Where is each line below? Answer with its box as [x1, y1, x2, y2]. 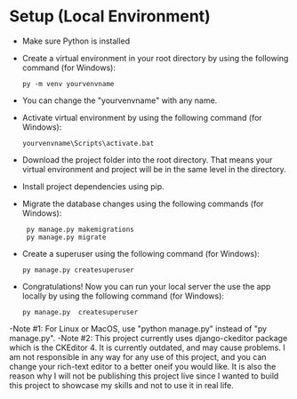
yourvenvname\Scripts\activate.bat [21, 139, 155, 148]
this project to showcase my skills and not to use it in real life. [9, 379, 234, 390]
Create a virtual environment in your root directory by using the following [21, 52, 289, 63]
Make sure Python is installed [21, 36, 131, 46]
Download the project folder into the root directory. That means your [21, 154, 273, 165]
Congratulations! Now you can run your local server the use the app [21, 281, 271, 291]
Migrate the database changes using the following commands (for [21, 198, 264, 209]
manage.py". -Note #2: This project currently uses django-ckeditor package [9, 332, 288, 343]
